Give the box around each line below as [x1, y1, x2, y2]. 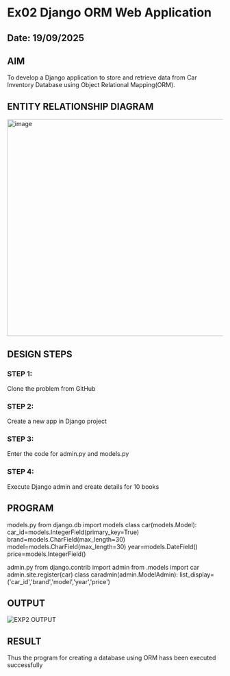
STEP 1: [7, 369, 33, 378]
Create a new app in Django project [7, 417, 107, 426]
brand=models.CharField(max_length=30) [7, 535, 125, 543]
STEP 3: [7, 434, 34, 444]
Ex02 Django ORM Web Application [7, 5, 212, 21]
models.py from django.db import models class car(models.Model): [7, 520, 197, 529]
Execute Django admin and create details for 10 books [7, 482, 159, 491]
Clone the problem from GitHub [7, 384, 96, 392]
